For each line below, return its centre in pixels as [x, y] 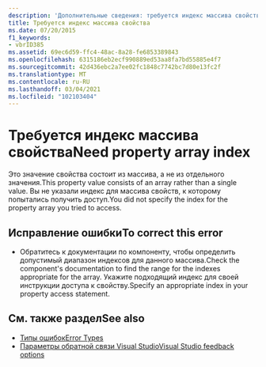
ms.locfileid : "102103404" [53, 96]
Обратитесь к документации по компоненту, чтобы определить [127, 252]
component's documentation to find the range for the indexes [120, 269]
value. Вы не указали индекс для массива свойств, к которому [115, 191]
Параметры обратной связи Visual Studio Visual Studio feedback [127, 346]
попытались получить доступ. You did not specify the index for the [118, 199]
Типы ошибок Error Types [61, 338]
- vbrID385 [26, 45]
